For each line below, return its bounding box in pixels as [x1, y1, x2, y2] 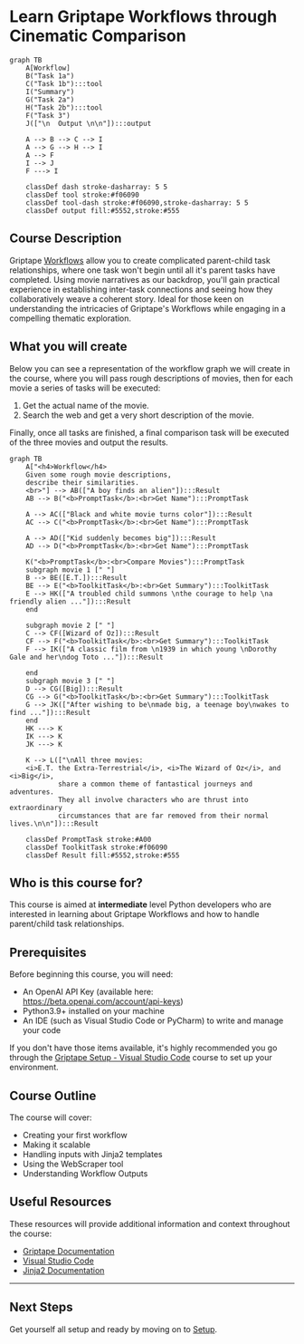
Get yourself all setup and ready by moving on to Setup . [9, 1323, 218, 1334]
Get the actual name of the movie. [22, 400, 149, 411]
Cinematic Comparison [9, 25, 187, 46]
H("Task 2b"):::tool [25, 102, 103, 112]
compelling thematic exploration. [9, 313, 132, 324]
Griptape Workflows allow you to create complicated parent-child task [9, 255, 271, 266]
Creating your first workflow [22, 1130, 128, 1140]
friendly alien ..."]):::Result [9, 596, 131, 606]
